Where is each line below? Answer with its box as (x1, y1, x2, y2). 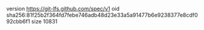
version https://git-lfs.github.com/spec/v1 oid (6, 5, 120, 12)
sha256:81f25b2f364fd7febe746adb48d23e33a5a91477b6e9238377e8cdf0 (6, 11, 198, 19)
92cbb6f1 (6, 18, 30, 25)
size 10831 (31, 18, 58, 25)
